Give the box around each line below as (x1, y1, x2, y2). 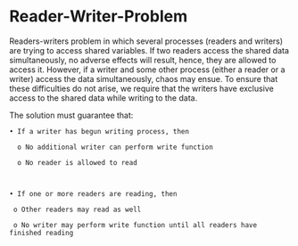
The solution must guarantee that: (9, 110, 134, 120)
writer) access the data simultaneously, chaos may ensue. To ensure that (9, 73, 278, 84)
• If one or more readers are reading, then (9, 189, 178, 198)
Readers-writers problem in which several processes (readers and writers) (9, 36, 284, 46)
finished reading (9, 228, 74, 237)
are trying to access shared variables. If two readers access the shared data (9, 45, 290, 55)
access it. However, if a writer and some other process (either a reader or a (9, 64, 286, 75)
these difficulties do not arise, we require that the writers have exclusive (9, 83, 274, 94)
